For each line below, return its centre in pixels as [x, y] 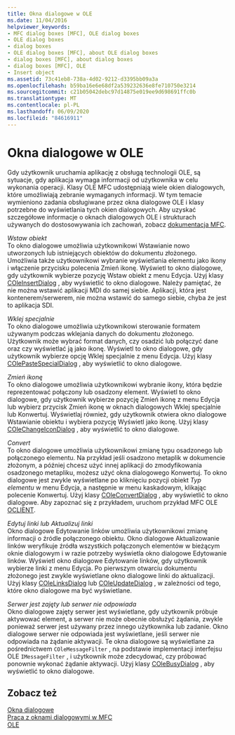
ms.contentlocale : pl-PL [43, 105]
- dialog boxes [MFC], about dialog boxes [70, 60]
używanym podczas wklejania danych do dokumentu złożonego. [101, 333]
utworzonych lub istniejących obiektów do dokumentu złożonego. [102, 252]
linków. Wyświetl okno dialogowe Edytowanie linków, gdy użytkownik [107, 560]
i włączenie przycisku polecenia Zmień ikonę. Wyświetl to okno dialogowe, [115, 268]
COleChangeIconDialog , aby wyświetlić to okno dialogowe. [94, 429]
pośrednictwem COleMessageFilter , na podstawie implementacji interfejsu [115, 649]
